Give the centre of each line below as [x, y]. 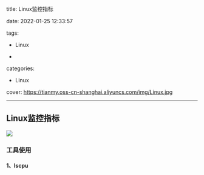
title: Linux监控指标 [30, 9]
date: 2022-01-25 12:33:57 [39, 21]
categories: [20, 68]
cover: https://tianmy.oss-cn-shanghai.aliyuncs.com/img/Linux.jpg [90, 92]
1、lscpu [17, 166]
